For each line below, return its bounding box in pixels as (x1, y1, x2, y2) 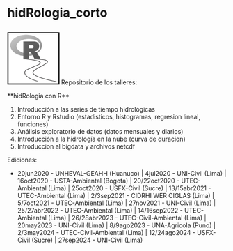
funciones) (17, 120, 49, 128)
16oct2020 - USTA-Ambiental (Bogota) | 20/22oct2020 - (17, 176, 180, 185)
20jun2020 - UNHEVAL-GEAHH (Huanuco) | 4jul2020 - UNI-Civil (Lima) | (17, 169, 227, 177)
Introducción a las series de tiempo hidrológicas (17, 105, 155, 113)
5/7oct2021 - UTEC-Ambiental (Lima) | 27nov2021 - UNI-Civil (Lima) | (17, 199, 216, 207)
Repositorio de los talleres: (61, 78, 138, 86)
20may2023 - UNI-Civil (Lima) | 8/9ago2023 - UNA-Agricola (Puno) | (17, 221, 216, 229)
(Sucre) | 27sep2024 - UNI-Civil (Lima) (31, 236, 143, 244)
